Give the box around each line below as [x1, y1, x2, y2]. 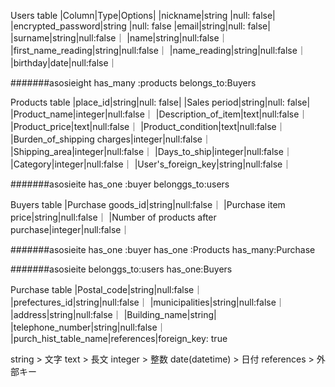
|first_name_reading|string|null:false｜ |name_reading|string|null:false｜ [10, 45, 307, 56]
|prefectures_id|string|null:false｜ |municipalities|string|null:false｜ [10, 296, 285, 308]
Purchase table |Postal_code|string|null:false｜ [10, 284, 203, 295]
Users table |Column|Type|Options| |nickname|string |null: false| [10, 10, 276, 21]
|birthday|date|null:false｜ [10, 57, 118, 69]
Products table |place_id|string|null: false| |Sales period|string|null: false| [10, 96, 311, 108]
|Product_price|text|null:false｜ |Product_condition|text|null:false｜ [10, 121, 286, 132]
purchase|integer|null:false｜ [10, 224, 130, 235]
